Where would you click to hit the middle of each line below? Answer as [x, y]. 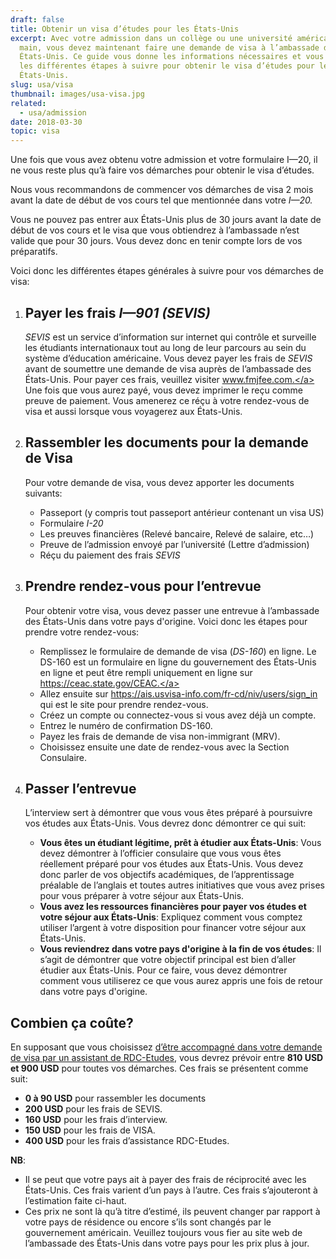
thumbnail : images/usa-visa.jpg [77, 94]
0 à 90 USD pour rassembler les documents [115, 1098]
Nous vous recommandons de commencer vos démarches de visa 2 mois [162, 190]
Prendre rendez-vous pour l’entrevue [143, 586]
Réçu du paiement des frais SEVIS [110, 555]
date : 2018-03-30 [46, 122]
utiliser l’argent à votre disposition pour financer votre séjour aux [173, 928]
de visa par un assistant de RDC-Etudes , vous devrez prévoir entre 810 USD [167, 1058]
